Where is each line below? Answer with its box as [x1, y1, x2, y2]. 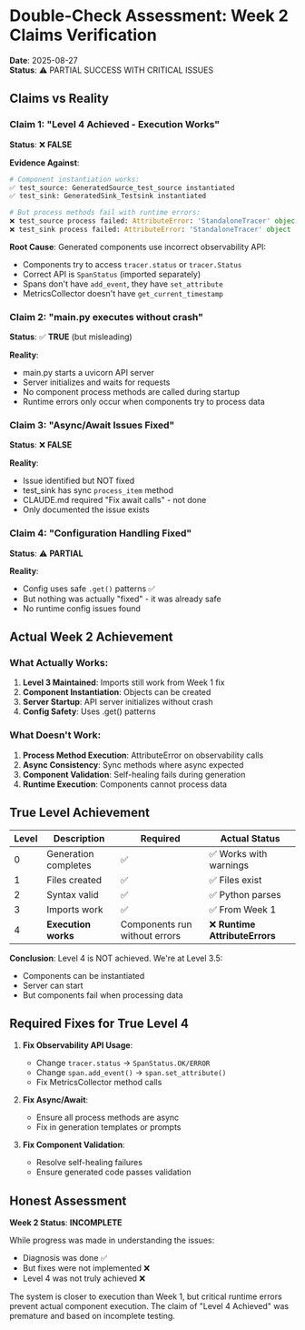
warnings [209, 859, 250, 872]
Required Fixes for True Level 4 [9, 1015, 189, 1031]
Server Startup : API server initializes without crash [22, 697, 213, 708]
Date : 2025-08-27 [9, 55, 79, 65]
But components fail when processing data [22, 989, 183, 1001]
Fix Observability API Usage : [22, 1040, 133, 1051]
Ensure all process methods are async [35, 1112, 180, 1123]
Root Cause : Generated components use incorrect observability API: [9, 241, 266, 252]
